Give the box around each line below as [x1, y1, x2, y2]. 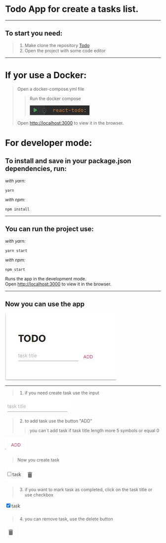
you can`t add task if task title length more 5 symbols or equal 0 [29, 428, 160, 434]
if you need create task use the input [24, 390, 100, 396]
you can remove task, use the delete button [24, 516, 113, 522]
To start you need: [5, 29, 63, 38]
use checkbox [24, 492, 53, 498]
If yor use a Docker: [5, 69, 87, 81]
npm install [5, 207, 30, 212]
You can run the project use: [5, 225, 94, 233]
